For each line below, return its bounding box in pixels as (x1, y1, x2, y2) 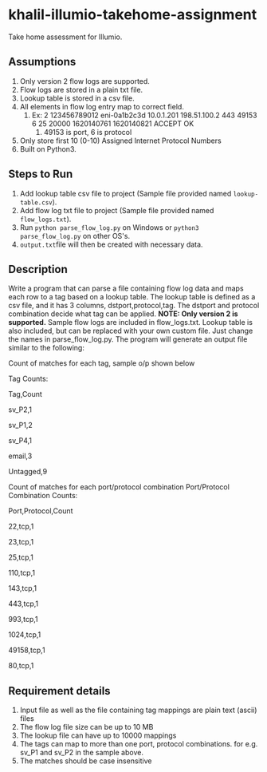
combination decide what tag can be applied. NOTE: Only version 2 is (8, 309, 238, 319)
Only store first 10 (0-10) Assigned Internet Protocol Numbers (19, 136, 222, 145)
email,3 (8, 451, 33, 461)
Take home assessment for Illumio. (8, 32, 123, 42)
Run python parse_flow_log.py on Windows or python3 (19, 222, 199, 232)
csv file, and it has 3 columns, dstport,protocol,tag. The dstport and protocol (8, 301, 260, 311)
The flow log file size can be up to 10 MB (19, 723, 154, 732)
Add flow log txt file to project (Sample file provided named (19, 205, 214, 215)
